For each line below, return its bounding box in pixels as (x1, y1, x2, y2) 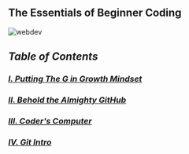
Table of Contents (8, 50, 98, 64)
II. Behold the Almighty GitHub (8, 94, 127, 105)
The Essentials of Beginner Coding (8, 6, 182, 20)
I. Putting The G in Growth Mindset (8, 74, 143, 85)
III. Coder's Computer (8, 115, 92, 126)
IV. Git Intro (8, 137, 52, 148)
